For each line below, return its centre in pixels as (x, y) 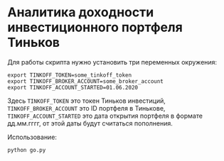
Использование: (32, 137)
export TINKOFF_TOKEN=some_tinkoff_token (70, 75)
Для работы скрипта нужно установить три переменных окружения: (112, 62)
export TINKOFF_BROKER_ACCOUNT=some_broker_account (85, 81)
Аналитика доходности (81, 12)
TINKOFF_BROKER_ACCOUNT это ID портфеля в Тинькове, (86, 108)
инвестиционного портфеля (95, 27)
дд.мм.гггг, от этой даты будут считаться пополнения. (90, 123)
